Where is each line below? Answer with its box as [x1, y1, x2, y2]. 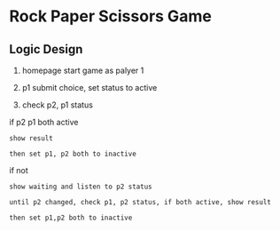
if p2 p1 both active [9, 117, 79, 127]
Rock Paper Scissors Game [9, 6, 213, 27]
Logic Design [9, 42, 83, 57]
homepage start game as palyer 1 [21, 65, 144, 76]
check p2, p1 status [21, 100, 93, 110]
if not [9, 165, 28, 175]
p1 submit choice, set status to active [21, 83, 158, 92]
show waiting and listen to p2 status [9, 182, 152, 191]
